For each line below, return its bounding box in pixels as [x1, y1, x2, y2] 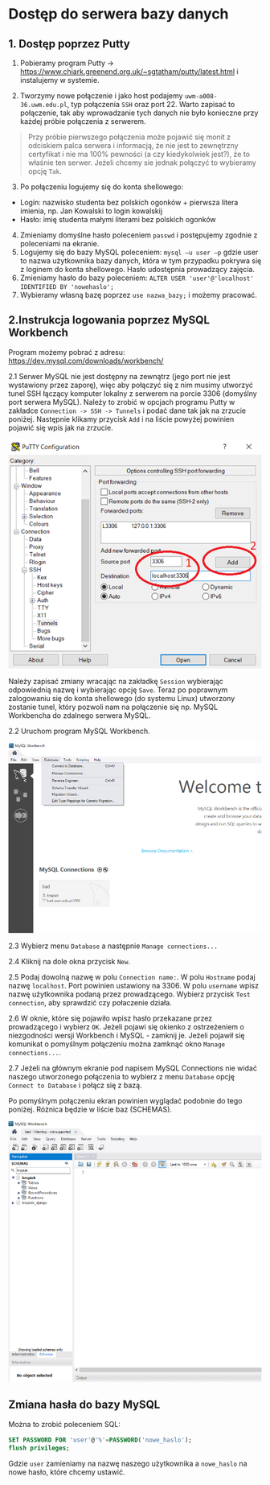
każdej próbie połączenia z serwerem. [19, 117, 146, 126]
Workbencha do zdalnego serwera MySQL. [8, 710, 151, 720]
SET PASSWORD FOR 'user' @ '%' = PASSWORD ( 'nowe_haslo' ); [8, 1436, 193, 1444]
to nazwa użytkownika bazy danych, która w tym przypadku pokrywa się [19, 256, 262, 266]
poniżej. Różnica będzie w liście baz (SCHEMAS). [8, 1104, 173, 1114]
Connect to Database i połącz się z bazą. [8, 1080, 142, 1090]
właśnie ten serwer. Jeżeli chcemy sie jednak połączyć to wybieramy [27, 158, 257, 167]
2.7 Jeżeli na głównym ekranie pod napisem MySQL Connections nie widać [8, 1063, 257, 1073]
